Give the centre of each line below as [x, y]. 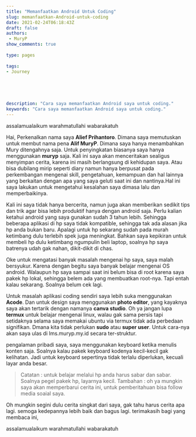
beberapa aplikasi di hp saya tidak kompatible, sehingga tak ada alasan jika [97, 223]
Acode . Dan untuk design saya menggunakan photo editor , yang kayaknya [97, 302]
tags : [13, 66]
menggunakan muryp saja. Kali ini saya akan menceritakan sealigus [88, 155]
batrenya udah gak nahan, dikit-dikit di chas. [60, 248]
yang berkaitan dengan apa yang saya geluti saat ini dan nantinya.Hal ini [93, 181]
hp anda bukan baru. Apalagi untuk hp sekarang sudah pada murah [87, 229]
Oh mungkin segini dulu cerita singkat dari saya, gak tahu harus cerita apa [96, 405]
